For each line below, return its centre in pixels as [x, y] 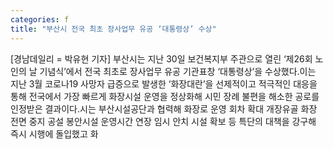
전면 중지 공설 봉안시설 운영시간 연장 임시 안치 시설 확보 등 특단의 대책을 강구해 [163, 121]
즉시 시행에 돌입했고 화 [54, 133]
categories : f [40, 19]
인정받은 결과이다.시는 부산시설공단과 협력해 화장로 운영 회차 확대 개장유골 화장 [164, 108]
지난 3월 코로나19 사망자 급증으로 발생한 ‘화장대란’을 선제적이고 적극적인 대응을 [164, 83]
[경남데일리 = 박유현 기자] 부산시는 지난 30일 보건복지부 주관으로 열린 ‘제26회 [161, 58]
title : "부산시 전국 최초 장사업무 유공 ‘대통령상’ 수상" [113, 29]
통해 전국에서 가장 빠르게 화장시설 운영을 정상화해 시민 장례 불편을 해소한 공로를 [165, 96]
